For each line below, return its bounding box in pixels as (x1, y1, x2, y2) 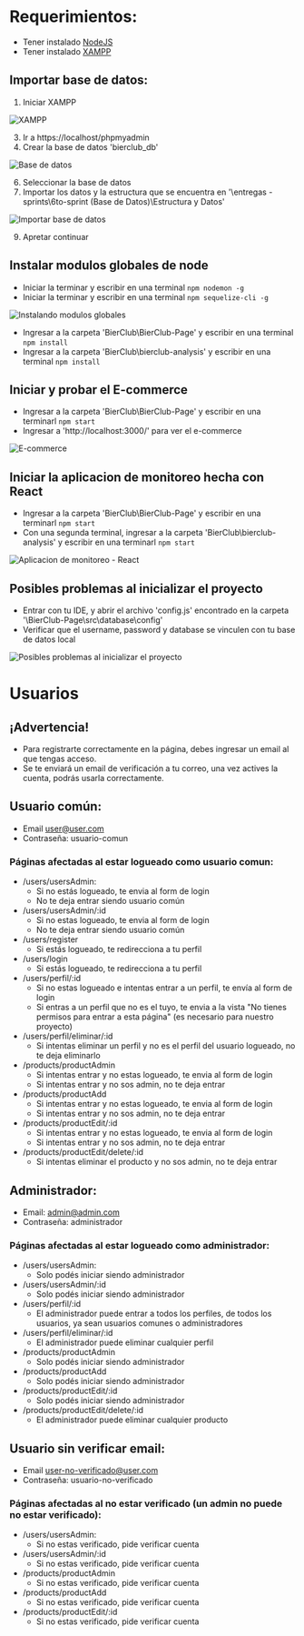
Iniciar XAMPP (22, 96, 77, 107)
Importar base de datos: (9, 73, 148, 88)
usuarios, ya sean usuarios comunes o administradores (35, 1318, 243, 1329)
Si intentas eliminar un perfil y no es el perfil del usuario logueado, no (35, 1040, 296, 1051)
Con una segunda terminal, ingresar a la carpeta (22, 527, 203, 538)
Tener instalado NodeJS (22, 36, 113, 47)
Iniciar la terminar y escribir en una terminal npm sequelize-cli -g (22, 291, 270, 302)
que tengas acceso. (22, 753, 97, 764)
